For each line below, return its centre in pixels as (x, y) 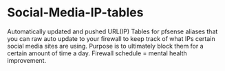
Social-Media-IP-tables (75, 13)
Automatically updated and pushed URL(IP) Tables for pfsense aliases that (112, 31)
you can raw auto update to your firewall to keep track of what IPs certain (111, 38)
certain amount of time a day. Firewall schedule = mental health (97, 53)
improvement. (27, 60)
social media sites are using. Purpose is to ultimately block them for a (106, 46)
